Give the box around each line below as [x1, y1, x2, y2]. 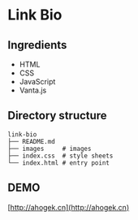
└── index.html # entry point [7, 158, 110, 167]
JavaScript [19, 77, 56, 86]
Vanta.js [19, 85, 47, 95]
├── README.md [7, 137, 56, 145]
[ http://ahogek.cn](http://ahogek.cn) [7, 202, 130, 212]
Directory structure [7, 109, 107, 123]
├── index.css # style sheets [7, 152, 114, 160]
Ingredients [7, 38, 67, 52]
